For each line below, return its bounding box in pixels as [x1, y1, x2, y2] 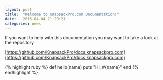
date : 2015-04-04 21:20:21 [5, 16, 66, 21]
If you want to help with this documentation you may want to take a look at [5, 35, 158, 40]
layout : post [5, 7, 32, 12]
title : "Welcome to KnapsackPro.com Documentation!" [5, 12, 120, 17]
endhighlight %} [5, 70, 38, 76]
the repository [5, 40, 34, 46]
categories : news [5, 21, 41, 26]
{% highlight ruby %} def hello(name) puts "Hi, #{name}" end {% [5, 64, 139, 70]
